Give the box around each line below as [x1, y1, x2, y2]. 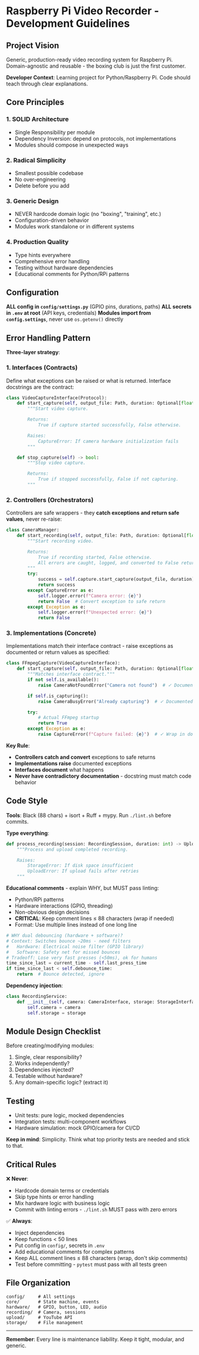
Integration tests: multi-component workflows [14, 1118, 127, 1125]
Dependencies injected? [14, 1066, 74, 1073]
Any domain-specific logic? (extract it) [14, 1079, 108, 1086]
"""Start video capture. [27, 406, 89, 412]
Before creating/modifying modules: [6, 1042, 95, 1049]
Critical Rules [6, 1159, 57, 1169]
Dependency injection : [6, 982, 63, 989]
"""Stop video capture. [27, 460, 86, 466]
